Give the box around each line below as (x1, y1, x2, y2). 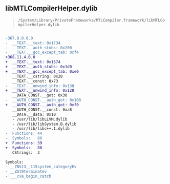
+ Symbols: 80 (5, 145, 42, 150)
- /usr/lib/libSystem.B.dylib (12, 121, 77, 127)
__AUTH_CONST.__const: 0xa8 (12, 107, 72, 112)
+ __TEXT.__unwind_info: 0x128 (5, 88, 74, 93)
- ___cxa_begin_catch (5, 174, 52, 179)
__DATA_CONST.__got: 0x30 (12, 93, 68, 98)
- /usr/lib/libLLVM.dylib (12, 116, 68, 122)
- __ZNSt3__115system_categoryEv (5, 164, 77, 170)
